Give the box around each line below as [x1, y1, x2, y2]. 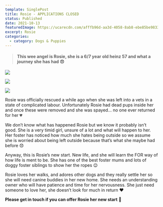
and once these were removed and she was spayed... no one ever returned [5, 107, 155, 113]
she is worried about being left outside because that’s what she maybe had [5, 137, 155, 143]
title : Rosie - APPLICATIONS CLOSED [5, 12, 79, 16]
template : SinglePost [5, 7, 49, 12]
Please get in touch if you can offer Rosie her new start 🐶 [5, 196, 122, 202]
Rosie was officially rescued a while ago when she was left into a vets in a [5, 96, 153, 102]
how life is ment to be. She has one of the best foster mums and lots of [5, 157, 147, 163]
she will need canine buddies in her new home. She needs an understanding [5, 176, 158, 182]
